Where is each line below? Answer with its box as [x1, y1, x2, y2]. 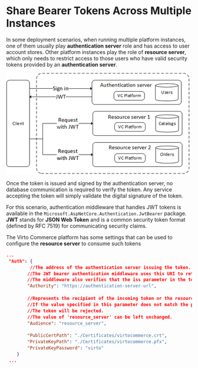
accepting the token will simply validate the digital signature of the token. [6, 192, 184, 199]
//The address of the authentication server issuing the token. [29, 265, 192, 270]
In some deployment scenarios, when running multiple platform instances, [6, 36, 186, 43]
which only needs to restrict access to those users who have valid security [6, 55, 187, 62]
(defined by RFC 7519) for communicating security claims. [6, 222, 147, 229]
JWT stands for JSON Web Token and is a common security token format [6, 216, 186, 223]
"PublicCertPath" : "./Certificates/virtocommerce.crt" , [27, 333, 167, 339]
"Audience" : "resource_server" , [27, 320, 107, 326]
